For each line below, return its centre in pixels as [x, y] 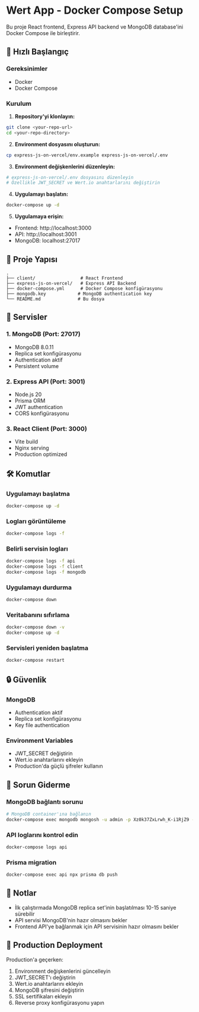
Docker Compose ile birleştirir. [43, 33]
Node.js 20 [28, 394]
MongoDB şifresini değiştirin [49, 990]
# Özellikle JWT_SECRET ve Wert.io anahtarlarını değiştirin [83, 183]
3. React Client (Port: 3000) [47, 429]
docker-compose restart [36, 661]
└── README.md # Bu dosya [55, 299]
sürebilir [25, 914]
